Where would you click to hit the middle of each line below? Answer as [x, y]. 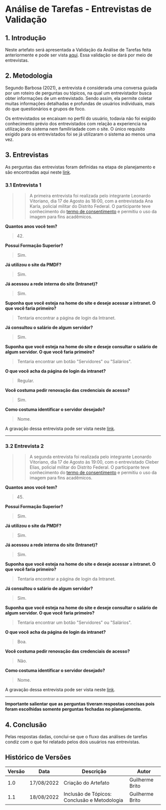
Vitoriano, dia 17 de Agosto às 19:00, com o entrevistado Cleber [94, 462]
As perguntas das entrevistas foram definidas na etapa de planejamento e [80, 167]
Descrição [94, 771]
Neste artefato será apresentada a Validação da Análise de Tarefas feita [78, 50]
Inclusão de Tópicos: [88, 794]
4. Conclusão [26, 725]
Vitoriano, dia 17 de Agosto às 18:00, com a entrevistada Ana [91, 201]
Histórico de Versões [38, 757]
